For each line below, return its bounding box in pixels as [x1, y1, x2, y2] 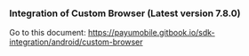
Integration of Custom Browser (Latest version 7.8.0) [9, 7, 242, 20]
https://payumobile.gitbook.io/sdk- [87, 28, 215, 38]
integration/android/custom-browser [9, 36, 144, 47]
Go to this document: [9, 28, 86, 38]
